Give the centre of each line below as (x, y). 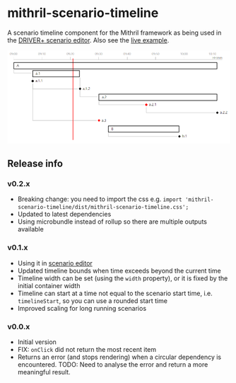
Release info (35, 164)
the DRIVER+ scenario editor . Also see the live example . (88, 40)
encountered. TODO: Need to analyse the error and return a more (113, 364)
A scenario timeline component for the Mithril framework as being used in (114, 33)
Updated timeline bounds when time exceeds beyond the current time (119, 270)
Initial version (37, 342)
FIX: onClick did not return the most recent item (87, 349)
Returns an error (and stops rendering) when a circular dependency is (119, 357)
